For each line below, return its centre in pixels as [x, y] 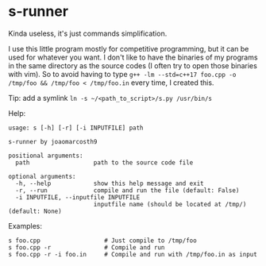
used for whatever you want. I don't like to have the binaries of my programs [133, 57]
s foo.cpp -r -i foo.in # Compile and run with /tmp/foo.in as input [133, 254]
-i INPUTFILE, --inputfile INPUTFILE [78, 197]
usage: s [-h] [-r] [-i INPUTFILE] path [76, 128]
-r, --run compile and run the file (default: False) [127, 190]
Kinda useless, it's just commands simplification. [88, 33]
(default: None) [35, 211]
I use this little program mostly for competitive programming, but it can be [129, 48]
